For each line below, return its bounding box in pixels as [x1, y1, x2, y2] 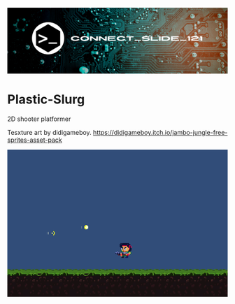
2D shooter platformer [7, 115, 71, 123]
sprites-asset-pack [7, 136, 62, 144]
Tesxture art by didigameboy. [7, 129, 92, 137]
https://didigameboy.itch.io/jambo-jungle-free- [93, 129, 228, 137]
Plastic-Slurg [7, 92, 85, 108]
